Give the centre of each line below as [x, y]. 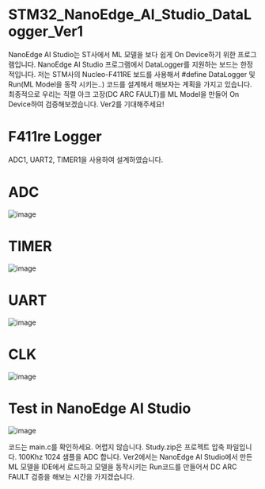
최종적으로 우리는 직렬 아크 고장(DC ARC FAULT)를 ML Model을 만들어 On [124, 94]
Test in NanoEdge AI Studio [100, 408]
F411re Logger [55, 137]
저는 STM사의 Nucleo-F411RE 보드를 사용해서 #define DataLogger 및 [146, 74]
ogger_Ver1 [46, 31]
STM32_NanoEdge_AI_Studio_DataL [130, 15]
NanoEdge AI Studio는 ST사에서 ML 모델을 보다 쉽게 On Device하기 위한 [122, 54]
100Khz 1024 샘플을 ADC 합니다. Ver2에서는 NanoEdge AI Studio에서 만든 [136, 456]
